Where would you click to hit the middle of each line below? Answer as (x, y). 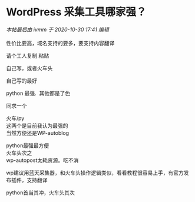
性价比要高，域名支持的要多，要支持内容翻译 (60, 43)
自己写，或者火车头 (29, 68)
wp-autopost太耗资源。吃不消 (42, 160)
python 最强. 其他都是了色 (38, 93)
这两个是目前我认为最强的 (37, 125)
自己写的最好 (22, 81)
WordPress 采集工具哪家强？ (76, 12)
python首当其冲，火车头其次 (40, 193)
